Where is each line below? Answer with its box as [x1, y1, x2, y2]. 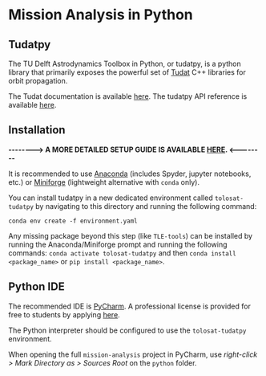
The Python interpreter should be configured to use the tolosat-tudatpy [8, 325, 247, 335]
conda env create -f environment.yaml [8, 217, 138, 225]
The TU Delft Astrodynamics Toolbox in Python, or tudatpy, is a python [8, 59, 242, 68]
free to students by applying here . [8, 309, 120, 319]
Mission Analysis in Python [8, 6, 194, 24]
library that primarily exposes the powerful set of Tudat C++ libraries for [8, 67, 246, 77]
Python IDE [8, 280, 66, 294]
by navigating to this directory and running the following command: [35, 201, 257, 210]
